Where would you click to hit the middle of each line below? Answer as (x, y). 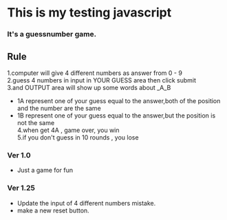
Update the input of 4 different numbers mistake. (86, 203)
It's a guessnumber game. (52, 34)
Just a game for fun (45, 170)
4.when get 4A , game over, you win (68, 130)
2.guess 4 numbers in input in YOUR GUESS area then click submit (102, 80)
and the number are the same (59, 108)
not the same (36, 122)
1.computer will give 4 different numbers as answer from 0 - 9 (95, 73)
